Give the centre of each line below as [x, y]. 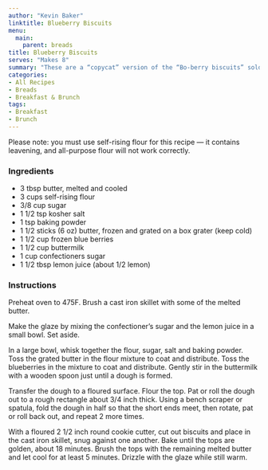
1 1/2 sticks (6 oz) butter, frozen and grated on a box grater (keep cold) [136, 231]
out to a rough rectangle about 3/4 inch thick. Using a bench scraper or [126, 400]
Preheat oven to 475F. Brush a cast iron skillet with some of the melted [124, 303]
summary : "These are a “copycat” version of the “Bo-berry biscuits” [126, 68]
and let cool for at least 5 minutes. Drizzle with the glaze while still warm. [128, 457]
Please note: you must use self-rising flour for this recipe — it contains [124, 142]
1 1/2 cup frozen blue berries [67, 239]
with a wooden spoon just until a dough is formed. [91, 376]
